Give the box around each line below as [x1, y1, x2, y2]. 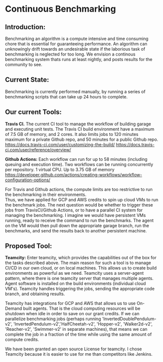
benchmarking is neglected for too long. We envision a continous [5, 51, 136, 57]
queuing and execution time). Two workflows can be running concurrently [5, 161, 153, 167]
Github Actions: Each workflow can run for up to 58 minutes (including [5, 156, 147, 162]
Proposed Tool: [5, 242, 52, 250]
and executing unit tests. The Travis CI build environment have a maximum [5, 126, 155, 132]
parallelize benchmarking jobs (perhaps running [5, 316, 101, 322]
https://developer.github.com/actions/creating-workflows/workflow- [5, 171, 143, 177]
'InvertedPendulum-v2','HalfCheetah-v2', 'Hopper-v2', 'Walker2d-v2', [13, 321, 153, 327]
